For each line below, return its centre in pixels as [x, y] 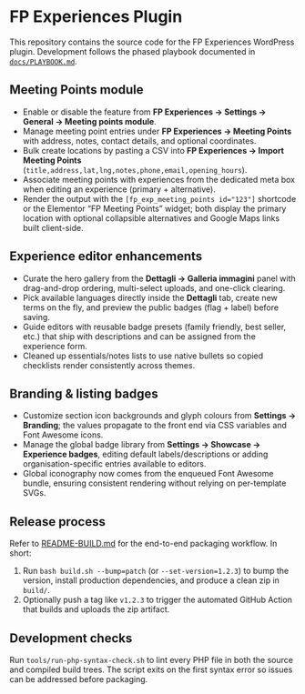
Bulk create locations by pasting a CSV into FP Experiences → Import [153, 150]
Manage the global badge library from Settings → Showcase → [142, 445]
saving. [36, 317]
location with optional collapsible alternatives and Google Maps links [151, 218]
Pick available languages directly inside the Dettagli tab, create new [150, 297]
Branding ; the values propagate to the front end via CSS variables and [154, 426]
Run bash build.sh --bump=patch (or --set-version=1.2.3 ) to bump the [156, 571]
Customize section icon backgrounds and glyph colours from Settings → [159, 416]
